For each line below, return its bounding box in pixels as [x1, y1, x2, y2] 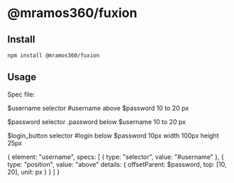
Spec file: [7, 90, 35, 99]
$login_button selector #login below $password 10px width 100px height [7, 131, 219, 140]
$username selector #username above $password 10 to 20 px [7, 104, 189, 112]
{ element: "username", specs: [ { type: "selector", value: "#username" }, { [7, 152, 225, 161]
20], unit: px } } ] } [7, 167, 60, 176]
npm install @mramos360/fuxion [7, 52, 100, 59]
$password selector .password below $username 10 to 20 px [7, 117, 186, 126]
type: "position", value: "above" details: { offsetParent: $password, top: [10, [7, 160, 227, 168]
